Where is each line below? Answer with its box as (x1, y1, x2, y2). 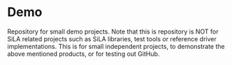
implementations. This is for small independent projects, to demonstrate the (7, 42, 225, 50)
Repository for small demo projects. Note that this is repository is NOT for (7, 27, 219, 36)
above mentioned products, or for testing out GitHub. (7, 50, 160, 58)
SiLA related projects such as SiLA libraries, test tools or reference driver (7, 34, 217, 43)
